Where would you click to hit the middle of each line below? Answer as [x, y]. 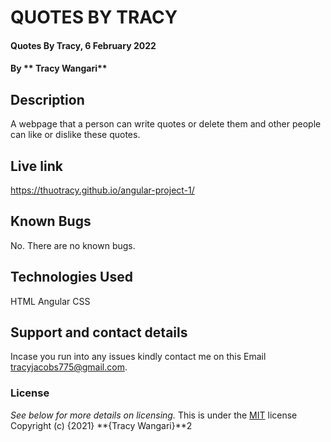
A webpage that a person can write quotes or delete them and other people [166, 124]
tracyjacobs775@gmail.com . [69, 367]
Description [47, 99]
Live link [36, 166]
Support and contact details [99, 332]
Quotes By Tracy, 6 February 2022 [83, 45]
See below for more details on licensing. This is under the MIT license [154, 415]
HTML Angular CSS [50, 301]
